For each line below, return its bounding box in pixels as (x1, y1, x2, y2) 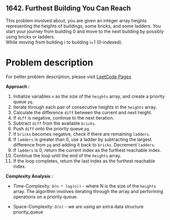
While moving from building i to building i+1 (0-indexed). (6, 39, 123, 45)
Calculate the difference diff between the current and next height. (13, 109, 152, 116)
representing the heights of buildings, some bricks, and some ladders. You (6, 23, 161, 29)
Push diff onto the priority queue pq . (13, 125, 91, 131)
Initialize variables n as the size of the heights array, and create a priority (13, 93, 165, 99)
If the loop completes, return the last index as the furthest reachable (13, 158, 156, 164)
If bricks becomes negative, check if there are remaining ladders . (13, 131, 151, 137)
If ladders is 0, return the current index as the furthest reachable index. (13, 147, 161, 153)
